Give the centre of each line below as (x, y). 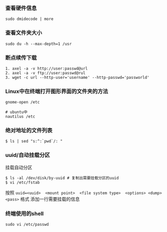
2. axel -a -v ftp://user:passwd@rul (45, 73)
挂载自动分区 (19, 167)
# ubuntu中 (17, 112)
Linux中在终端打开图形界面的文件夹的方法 (57, 91)
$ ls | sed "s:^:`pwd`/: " (34, 141)
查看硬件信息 (21, 8)
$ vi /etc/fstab (22, 182)
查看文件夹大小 (24, 33)
